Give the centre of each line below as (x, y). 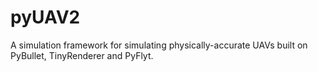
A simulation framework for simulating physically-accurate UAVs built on (159, 45)
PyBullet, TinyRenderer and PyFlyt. (82, 55)
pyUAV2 (45, 17)
